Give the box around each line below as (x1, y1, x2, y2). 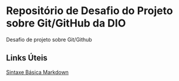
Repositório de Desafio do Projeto (6, 4, 173, 18)
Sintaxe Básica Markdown (6, 69, 69, 76)
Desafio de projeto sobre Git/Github (6, 36, 92, 43)
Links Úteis (6, 53, 48, 63)
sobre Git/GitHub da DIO (6, 16, 126, 30)
